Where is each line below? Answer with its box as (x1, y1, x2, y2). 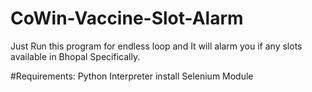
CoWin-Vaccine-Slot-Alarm (10, 7, 244, 30)
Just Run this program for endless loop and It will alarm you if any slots (10, 40, 303, 52)
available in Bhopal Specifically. (10, 50, 141, 62)
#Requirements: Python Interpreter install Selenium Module (10, 70, 254, 82)
